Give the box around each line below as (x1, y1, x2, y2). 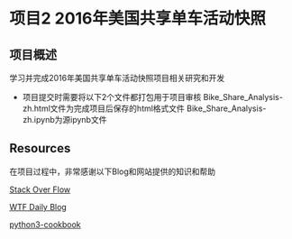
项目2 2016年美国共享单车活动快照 (9, 8, 267, 29)
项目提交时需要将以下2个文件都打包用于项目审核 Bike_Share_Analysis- (22, 92, 284, 102)
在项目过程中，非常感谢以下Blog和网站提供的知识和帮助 (9, 166, 216, 177)
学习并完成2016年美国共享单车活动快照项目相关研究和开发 (9, 73, 225, 83)
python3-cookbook (9, 218, 81, 230)
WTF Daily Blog (9, 201, 68, 212)
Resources (9, 141, 71, 156)
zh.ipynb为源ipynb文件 (22, 115, 107, 124)
